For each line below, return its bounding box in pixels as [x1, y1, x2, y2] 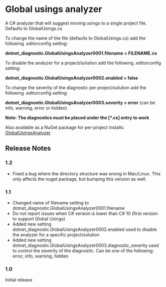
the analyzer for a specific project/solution [12, 231, 100, 237]
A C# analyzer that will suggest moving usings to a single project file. [5, 20, 147, 26]
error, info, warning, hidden [12, 253, 69, 259]
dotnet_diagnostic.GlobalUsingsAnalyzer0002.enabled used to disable [12, 226, 157, 232]
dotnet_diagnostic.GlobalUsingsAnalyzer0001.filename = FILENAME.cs [5, 50, 157, 56]
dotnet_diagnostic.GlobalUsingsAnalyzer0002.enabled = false [5, 75, 139, 81]
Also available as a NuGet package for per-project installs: [5, 124, 125, 130]
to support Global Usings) [12, 215, 66, 221]
